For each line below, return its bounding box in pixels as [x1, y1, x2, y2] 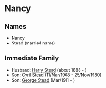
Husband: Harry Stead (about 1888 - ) [11, 67, 87, 73]
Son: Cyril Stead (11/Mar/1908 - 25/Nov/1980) [11, 72, 102, 78]
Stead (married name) [11, 40, 55, 46]
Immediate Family [4, 54, 59, 62]
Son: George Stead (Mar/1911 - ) [11, 77, 75, 83]
